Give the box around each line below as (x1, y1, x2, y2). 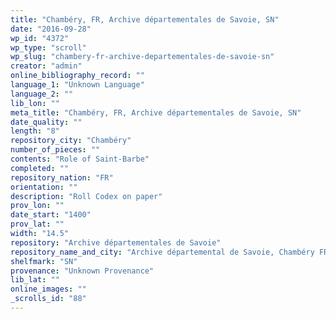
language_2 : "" (10, 89, 74, 99)
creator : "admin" (10, 61, 83, 71)
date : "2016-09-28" (10, 24, 92, 34)
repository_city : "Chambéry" (10, 136, 132, 146)
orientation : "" (10, 182, 78, 192)
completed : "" (10, 163, 70, 173)
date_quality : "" (10, 117, 83, 127)
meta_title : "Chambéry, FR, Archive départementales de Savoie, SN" (10, 107, 302, 118)
